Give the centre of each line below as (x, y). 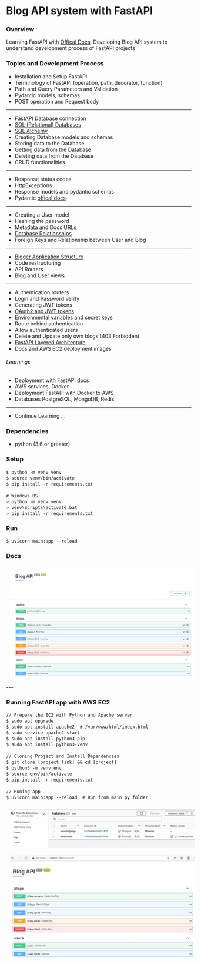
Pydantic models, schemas (47, 95)
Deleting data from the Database (54, 156)
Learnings (18, 362)
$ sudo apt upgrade (30, 721)
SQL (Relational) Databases (48, 124)
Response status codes (43, 179)
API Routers (29, 269)
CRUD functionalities (40, 162)
